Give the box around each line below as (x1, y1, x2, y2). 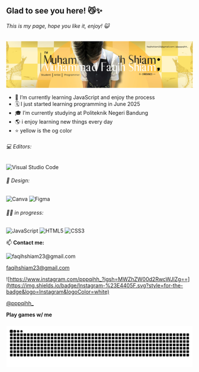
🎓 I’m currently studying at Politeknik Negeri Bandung (14, 109, 149, 116)
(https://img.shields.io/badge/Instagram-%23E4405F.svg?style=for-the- (6, 282, 184, 289)
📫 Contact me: (6, 239, 44, 246)
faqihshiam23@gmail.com (6, 264, 70, 271)
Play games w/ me (6, 311, 52, 318)
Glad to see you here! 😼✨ (6, 6, 102, 16)
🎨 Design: (6, 177, 30, 184)
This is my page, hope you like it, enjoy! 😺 (6, 22, 110, 30)
